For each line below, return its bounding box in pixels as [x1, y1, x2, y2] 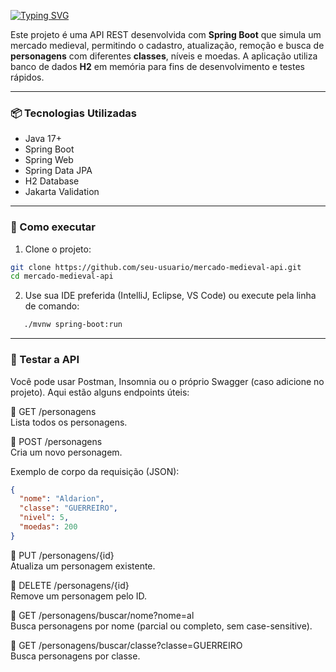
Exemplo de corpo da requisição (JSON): [10, 465, 180, 477]
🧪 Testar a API [10, 353, 80, 367]
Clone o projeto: [24, 243, 92, 255]
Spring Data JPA [24, 165, 93, 177]
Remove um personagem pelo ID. [10, 590, 148, 602]
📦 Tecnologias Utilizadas [10, 106, 137, 120]
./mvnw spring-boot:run [23, 320, 123, 330]
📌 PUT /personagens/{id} [10, 549, 115, 561]
